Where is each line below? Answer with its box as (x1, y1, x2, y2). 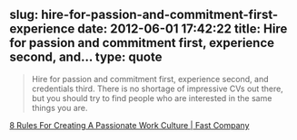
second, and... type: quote (9, 50, 163, 65)
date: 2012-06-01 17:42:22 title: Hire (76, 22, 288, 37)
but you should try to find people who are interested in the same (31, 92, 272, 103)
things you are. (31, 102, 88, 113)
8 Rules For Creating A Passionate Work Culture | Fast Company (9, 119, 250, 130)
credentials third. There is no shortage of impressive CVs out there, (31, 83, 283, 94)
